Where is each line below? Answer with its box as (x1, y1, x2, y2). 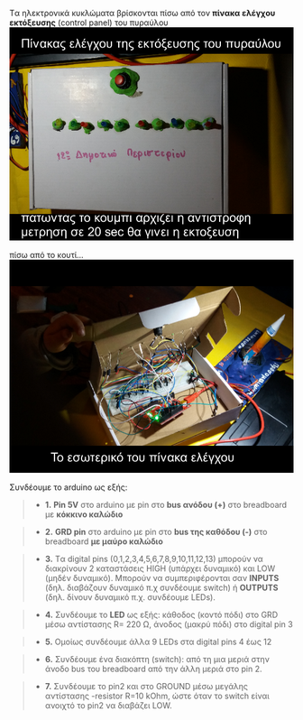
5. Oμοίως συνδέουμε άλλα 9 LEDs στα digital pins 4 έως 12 (44, 636, 272, 647)
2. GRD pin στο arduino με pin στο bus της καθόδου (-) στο (44, 527, 268, 537)
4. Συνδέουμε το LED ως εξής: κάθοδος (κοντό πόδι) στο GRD (44, 609, 278, 620)
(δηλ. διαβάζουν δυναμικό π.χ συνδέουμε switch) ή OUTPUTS (44, 582, 279, 593)
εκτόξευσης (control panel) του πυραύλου (9, 17, 169, 28)
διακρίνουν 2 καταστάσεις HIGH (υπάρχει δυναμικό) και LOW (44, 563, 276, 574)
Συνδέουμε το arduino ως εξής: (9, 482, 128, 493)
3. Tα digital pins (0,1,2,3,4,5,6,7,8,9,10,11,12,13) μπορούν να (44, 554, 263, 564)
